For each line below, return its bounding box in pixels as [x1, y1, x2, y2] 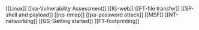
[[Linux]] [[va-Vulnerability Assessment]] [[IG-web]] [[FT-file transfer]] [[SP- [5, 5, 194, 12]
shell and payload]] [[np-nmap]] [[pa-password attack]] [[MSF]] [5, 11, 164, 18]
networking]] [5, 18, 38, 24]
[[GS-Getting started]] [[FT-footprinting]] [38, 18, 140, 24]
